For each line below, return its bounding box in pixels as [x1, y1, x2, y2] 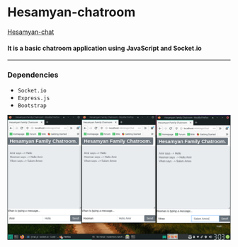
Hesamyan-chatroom [7, 4, 136, 20]
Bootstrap [17, 102, 47, 109]
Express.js [17, 95, 50, 102]
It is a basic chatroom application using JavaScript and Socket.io [7, 44, 202, 52]
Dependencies [7, 70, 59, 80]
